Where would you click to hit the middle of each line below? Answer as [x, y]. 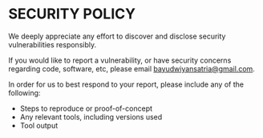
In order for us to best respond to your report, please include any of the [126, 84]
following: [24, 92]
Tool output [39, 125]
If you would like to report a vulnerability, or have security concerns [120, 60]
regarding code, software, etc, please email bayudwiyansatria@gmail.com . [131, 68]
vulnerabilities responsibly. [53, 44]
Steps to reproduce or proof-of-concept [86, 108]
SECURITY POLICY [72, 14]
